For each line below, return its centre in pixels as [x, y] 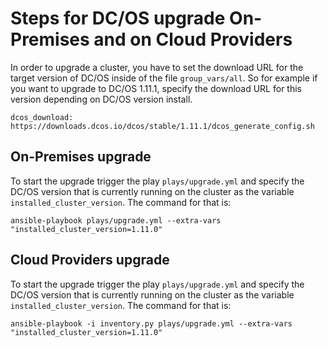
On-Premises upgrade [81, 157]
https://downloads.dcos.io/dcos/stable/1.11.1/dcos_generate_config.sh [162, 126]
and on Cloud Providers [193, 39]
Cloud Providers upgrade [90, 260]
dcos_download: [42, 117]
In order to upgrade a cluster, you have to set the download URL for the [157, 67]
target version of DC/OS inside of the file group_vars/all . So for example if [164, 78]
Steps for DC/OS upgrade [118, 18]
